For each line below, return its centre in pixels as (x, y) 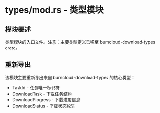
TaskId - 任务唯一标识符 (36, 87)
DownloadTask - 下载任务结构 (42, 94)
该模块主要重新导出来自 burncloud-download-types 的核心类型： (70, 77)
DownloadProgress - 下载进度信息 (46, 99)
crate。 (12, 48)
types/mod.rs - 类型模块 (54, 10)
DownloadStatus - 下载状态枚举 (44, 106)
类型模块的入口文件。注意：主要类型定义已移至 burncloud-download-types (80, 42)
